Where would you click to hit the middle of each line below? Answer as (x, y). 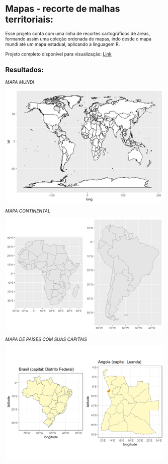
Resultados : (24, 70)
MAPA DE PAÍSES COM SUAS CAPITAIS (46, 339)
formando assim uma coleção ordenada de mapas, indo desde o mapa (78, 39)
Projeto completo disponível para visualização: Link (58, 54)
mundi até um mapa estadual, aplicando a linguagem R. (63, 44)
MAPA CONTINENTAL (28, 211)
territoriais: (29, 19)
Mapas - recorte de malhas (63, 9)
